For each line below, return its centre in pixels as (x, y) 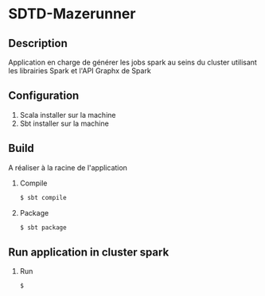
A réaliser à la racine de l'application (68, 167)
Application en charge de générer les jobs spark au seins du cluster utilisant (132, 62)
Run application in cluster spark (89, 252)
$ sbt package (43, 228)
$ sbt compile (43, 197)
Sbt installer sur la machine (64, 123)
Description (38, 43)
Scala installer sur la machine (68, 115)
